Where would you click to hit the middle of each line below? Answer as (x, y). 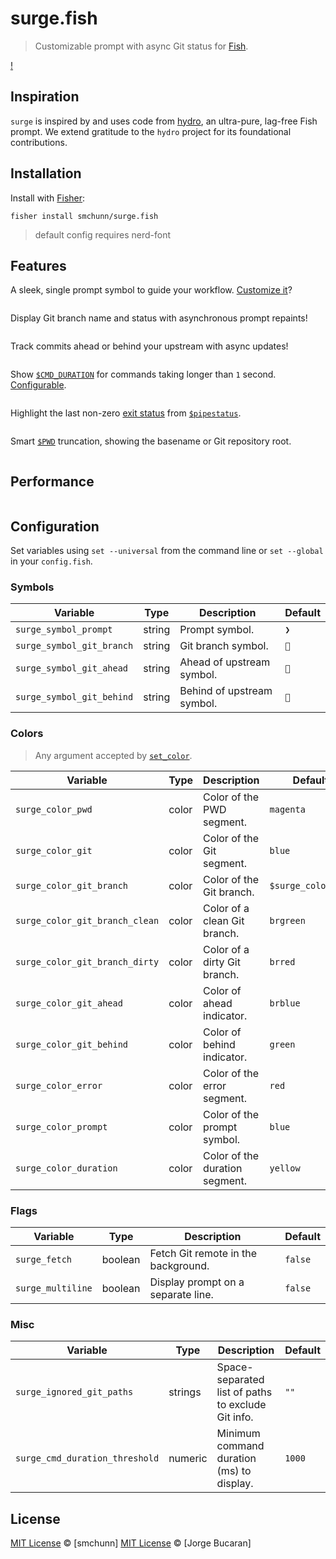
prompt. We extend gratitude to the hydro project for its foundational (151, 131)
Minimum (238, 1434)
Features (38, 265)
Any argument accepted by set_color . (113, 755)
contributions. (39, 142)
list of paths (244, 1392)
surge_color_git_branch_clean (87, 920)
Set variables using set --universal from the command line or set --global (167, 550)
